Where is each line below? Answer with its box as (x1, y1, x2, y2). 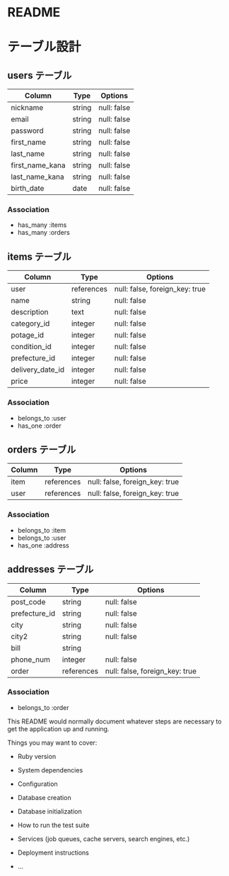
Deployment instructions (17, 848, 90, 857)
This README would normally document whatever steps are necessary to (7, 717, 222, 726)
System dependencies (17, 765, 83, 774)
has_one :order (17, 421, 61, 430)
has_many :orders (17, 228, 71, 237)
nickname (11, 103, 44, 113)
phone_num (11, 654, 51, 664)
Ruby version (17, 752, 57, 760)
